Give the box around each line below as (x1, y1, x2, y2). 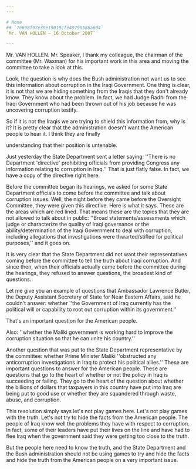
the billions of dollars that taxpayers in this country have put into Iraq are (6, 384, 181, 391)
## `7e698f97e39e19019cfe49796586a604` (6, 25, 104, 31)
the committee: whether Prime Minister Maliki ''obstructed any (6, 353, 157, 360)
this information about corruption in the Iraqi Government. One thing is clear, (6, 82, 191, 89)
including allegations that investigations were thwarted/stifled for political (6, 233, 184, 240)
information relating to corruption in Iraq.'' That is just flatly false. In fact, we (6, 166, 190, 173)
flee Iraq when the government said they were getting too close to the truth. (6, 433, 190, 440)
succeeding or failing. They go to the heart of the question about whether (6, 377, 184, 385)
